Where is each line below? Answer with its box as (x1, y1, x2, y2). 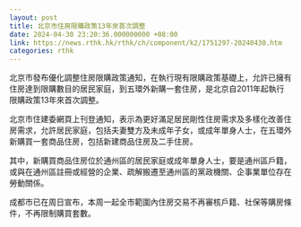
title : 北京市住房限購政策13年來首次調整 (9, 22, 146, 31)
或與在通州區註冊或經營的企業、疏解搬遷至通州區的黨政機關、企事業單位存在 (9, 167, 292, 178)
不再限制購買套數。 (24, 208, 96, 219)
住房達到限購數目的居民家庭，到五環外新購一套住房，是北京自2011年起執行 (9, 83, 285, 94)
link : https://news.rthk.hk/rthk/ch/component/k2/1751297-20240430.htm (9, 38, 282, 48)
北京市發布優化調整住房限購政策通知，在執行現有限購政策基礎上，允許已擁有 (9, 73, 292, 83)
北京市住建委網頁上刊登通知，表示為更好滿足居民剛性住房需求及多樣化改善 (9, 114, 284, 125)
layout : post (9, 13, 58, 22)
